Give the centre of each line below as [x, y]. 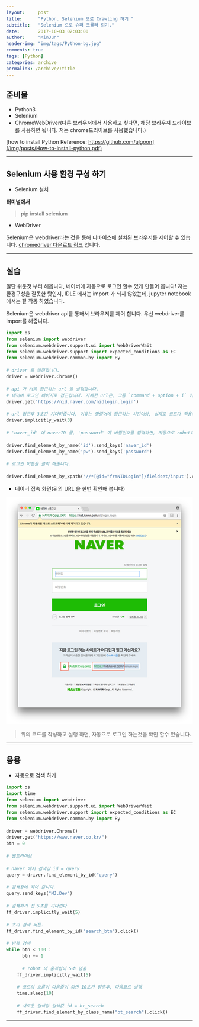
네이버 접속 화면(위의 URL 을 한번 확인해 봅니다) [70, 488]
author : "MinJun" [33, 38]
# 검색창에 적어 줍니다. [31, 887]
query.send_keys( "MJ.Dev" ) [39, 894]
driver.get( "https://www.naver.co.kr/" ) [57, 838]
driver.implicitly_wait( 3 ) [39, 420]
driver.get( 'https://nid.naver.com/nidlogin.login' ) [73, 402]
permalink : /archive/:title [41, 69]
